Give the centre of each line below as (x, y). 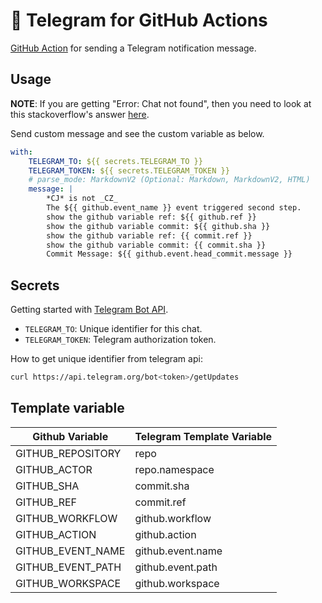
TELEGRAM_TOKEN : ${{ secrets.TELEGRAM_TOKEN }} (129, 170)
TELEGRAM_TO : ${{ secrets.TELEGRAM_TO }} (115, 161)
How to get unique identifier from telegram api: (106, 359)
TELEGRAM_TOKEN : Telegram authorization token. (120, 340)
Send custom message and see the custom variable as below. (137, 133)
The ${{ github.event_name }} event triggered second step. (174, 208)
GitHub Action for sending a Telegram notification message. (133, 48)
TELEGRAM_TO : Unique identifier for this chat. (113, 329)
